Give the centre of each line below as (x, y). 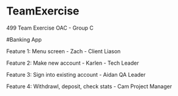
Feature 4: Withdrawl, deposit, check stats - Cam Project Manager (89, 86)
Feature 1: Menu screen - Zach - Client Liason (63, 51)
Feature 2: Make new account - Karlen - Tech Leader (73, 63)
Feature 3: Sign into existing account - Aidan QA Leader (76, 74)
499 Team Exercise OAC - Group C (50, 28)
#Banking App (24, 39)
